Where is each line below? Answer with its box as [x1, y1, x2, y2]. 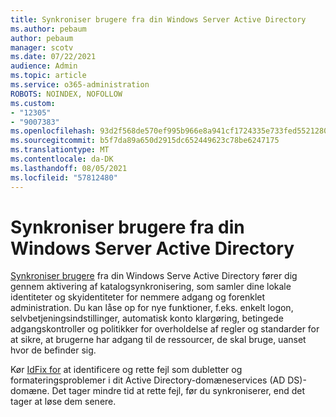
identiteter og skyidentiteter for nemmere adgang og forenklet [10, 291, 266, 303]
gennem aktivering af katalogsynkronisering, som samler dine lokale [10, 281, 292, 293]
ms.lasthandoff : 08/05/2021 [10, 163, 128, 173]
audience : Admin [10, 61, 78, 71]
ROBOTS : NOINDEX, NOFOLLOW [10, 89, 123, 99]
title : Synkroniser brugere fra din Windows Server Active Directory [10, 14, 307, 25]
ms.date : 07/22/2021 [10, 52, 97, 62]
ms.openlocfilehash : [10, 126, 97, 136]
